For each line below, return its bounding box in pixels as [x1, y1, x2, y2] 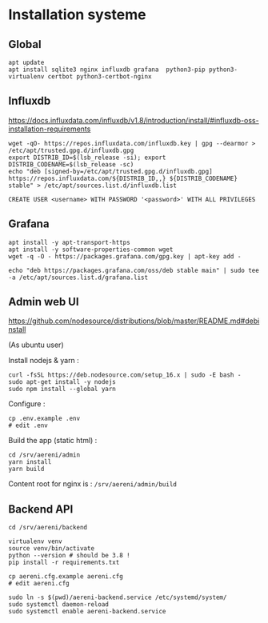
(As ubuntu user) [8, 340, 64, 349]
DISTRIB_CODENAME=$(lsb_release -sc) [8, 160, 134, 169]
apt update [8, 58, 45, 66]
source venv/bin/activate [8, 545, 94, 553]
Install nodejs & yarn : [8, 356, 80, 365]
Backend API [8, 502, 74, 516]
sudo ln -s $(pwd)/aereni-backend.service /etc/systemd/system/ [8, 593, 227, 601]
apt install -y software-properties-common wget [8, 246, 174, 254]
